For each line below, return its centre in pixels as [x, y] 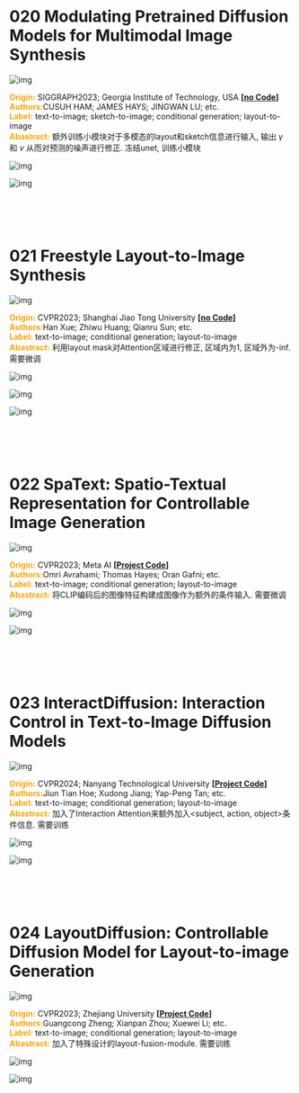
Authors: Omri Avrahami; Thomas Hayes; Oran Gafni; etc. [115, 574]
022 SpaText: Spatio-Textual [118, 484]
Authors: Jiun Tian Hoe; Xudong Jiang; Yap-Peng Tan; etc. [118, 793]
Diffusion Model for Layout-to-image [149, 952]
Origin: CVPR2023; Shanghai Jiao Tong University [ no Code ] [123, 318]
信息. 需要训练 [43, 824]
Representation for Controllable [129, 503]
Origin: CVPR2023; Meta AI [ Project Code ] [89, 565]
